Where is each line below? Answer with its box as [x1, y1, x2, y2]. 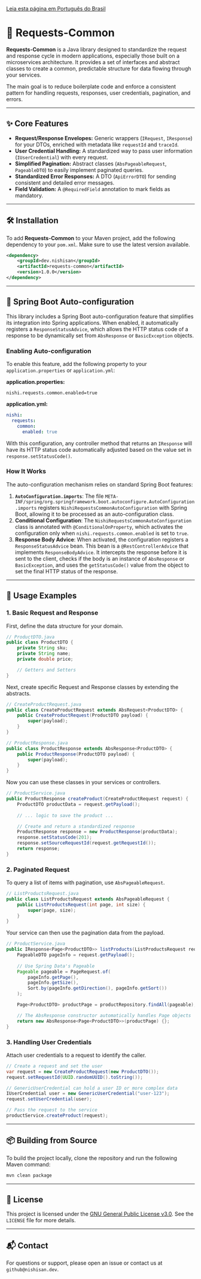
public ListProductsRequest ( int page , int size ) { [17, 902, 146, 908]
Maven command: [6, 1160, 51, 1168]
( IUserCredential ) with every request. [14, 153, 109, 161]
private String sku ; [17, 645, 68, 651]
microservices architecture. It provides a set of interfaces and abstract [6, 58, 180, 65]
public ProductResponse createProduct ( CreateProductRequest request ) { [6, 796, 188, 802]
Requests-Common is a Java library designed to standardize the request [6, 46, 187, 53]
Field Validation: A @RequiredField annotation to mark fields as [14, 185, 170, 192]
